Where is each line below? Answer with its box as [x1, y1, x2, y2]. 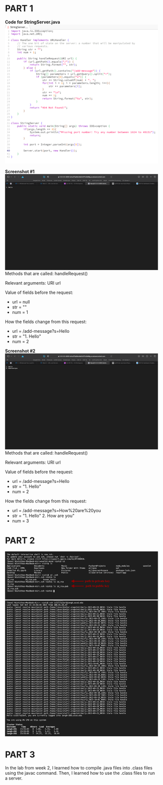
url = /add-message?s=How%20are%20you [12, 507, 101, 513]
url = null [12, 299, 30, 305]
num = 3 [12, 517, 29, 524]
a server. [5, 775, 23, 781]
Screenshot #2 [5, 348, 35, 354]
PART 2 [5, 535, 35, 546]
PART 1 [5, 3, 33, 14]
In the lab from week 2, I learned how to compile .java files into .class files [5, 765, 153, 771]
